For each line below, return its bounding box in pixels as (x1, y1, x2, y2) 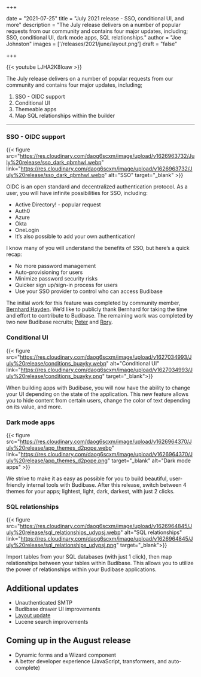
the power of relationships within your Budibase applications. (6, 566, 157, 573)
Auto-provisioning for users (14, 269, 83, 276)
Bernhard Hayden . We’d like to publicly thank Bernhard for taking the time (6, 306, 187, 313)
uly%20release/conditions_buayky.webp (6, 359, 106, 367)
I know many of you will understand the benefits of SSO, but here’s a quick (6, 245, 190, 252)
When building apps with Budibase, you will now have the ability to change (6, 384, 190, 391)
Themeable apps (14, 106, 57, 112)
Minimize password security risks (14, 275, 98, 282)
